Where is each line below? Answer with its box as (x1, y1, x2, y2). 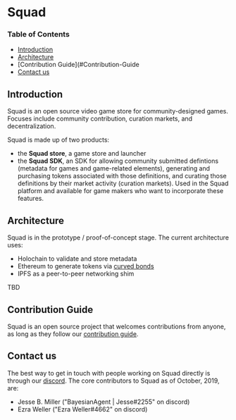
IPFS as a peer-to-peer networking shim (17, 269, 135, 278)
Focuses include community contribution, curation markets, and (7, 114, 192, 123)
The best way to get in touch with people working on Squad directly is (7, 369, 211, 377)
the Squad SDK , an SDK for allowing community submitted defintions (17, 156, 219, 166)
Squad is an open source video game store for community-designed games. (7, 107, 229, 116)
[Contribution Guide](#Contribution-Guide (17, 61, 139, 69)
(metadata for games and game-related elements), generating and (17, 164, 210, 173)
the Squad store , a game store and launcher (17, 149, 147, 158)
